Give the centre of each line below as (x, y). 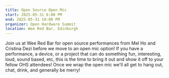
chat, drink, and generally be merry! (43, 70)
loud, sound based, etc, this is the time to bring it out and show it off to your (84, 59)
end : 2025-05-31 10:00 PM (32, 19)
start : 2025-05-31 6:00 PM (34, 15)
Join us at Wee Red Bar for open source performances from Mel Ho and (80, 43)
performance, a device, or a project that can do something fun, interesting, (83, 54)
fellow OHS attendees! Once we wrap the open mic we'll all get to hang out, (84, 65)
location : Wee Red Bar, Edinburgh (42, 29)
